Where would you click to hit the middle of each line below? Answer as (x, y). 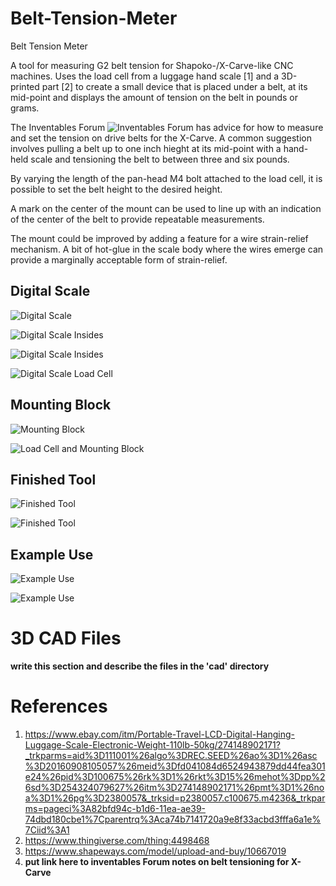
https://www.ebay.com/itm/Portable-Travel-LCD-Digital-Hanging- (159, 734)
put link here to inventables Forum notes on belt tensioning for (157, 862)
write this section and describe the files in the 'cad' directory (140, 666)
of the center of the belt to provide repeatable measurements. (137, 219)
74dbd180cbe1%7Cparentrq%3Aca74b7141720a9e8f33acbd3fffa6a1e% (173, 819)
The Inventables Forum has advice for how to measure (167, 127)
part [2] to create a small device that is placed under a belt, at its (174, 86)
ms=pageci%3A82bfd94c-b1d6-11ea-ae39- (115, 809)
